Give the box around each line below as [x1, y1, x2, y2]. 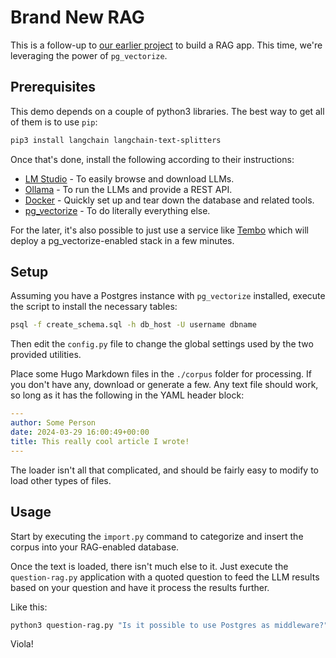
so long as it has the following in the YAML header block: [10, 389, 245, 401]
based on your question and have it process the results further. [10, 581, 270, 593]
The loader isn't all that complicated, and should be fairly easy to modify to [10, 464, 319, 476]
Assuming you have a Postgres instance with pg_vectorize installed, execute [10, 290, 326, 302]
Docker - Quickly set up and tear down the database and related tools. [24, 194, 315, 206]
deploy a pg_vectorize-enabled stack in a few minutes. [10, 234, 235, 246]
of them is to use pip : [10, 116, 98, 128]
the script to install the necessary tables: [10, 301, 178, 313]
